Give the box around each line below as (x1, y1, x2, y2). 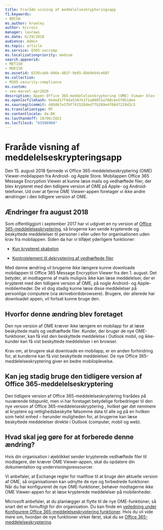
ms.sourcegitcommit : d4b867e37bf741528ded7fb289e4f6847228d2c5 (5, 102, 136, 107)
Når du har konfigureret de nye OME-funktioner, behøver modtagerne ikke (5, 484, 154, 490)
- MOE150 (5, 66, 23, 71)
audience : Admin (5, 39, 38, 44)
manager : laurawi (5, 30, 40, 35)
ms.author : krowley (5, 20, 45, 26)
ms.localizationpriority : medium (5, 52, 73, 58)
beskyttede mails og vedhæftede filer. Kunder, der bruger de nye (5, 328, 134, 334)
